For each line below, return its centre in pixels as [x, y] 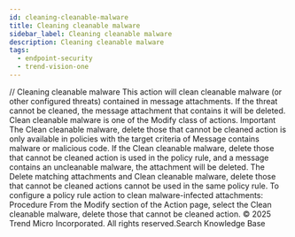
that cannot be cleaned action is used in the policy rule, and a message [139, 157]
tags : [19, 50]
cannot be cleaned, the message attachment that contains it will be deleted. [147, 111]
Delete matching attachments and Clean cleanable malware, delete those [143, 176]
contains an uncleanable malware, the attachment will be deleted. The [137, 167]
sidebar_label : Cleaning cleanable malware [91, 34]
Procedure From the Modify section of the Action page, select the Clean [140, 204]
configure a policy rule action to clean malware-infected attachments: [136, 195]
